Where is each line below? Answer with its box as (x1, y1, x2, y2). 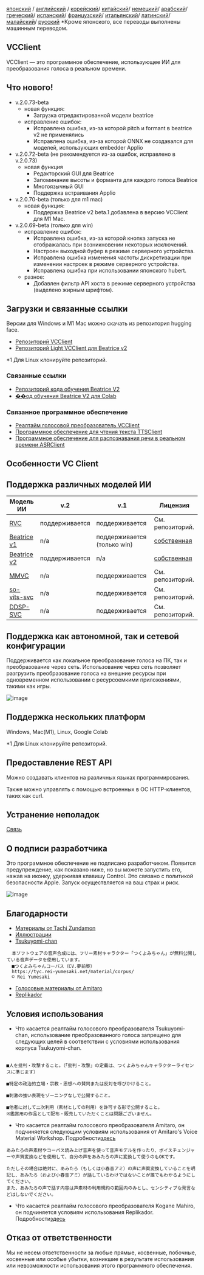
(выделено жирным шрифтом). (33, 286, 114, 293)
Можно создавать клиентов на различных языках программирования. (6, 774, 190, 781)
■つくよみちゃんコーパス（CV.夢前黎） (12, 963, 95, 969)
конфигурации (6, 640, 66, 651)
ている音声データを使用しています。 (6, 957, 83, 963)
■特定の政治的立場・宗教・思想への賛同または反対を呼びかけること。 (6, 1080, 154, 1087)
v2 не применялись (33, 131, 84, 138)
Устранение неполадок (6, 809, 100, 820)
